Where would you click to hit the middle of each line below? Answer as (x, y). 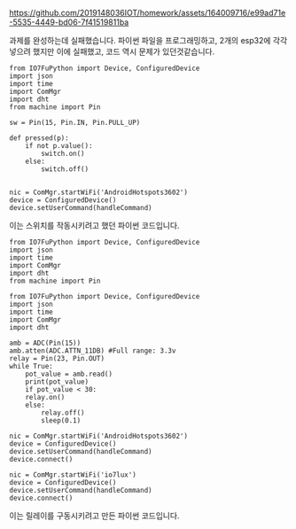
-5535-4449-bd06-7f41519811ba (69, 22)
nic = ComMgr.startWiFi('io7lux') (73, 475)
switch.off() (65, 169)
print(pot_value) (57, 382)
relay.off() (63, 413)
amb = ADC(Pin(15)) (45, 343)
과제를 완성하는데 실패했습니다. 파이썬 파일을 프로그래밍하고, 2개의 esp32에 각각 (148, 40)
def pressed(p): (39, 138)
